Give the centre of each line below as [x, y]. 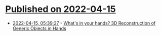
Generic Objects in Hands [39, 28]
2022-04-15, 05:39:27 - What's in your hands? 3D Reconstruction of [84, 23]
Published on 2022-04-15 [61, 9]
